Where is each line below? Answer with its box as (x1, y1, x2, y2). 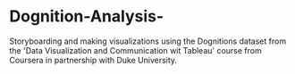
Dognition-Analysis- (9, 6, 164, 27)
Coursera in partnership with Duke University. (9, 54, 177, 65)
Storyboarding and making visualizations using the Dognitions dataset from (9, 36, 287, 46)
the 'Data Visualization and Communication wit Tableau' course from (9, 45, 262, 55)
